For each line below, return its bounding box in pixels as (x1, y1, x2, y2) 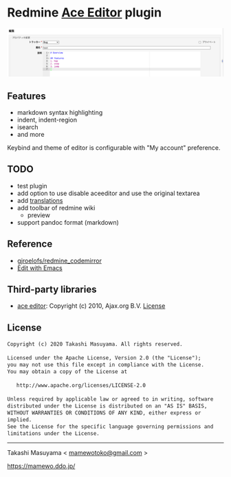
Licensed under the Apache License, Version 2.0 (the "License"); (7, 355, 201, 362)
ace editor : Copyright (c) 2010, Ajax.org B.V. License (16, 302, 166, 310)
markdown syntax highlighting (16, 108, 103, 116)
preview (27, 211, 50, 219)
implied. (7, 417, 32, 423)
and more (16, 130, 45, 138)
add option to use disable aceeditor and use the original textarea (16, 189, 201, 197)
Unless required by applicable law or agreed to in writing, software (7, 396, 214, 403)
